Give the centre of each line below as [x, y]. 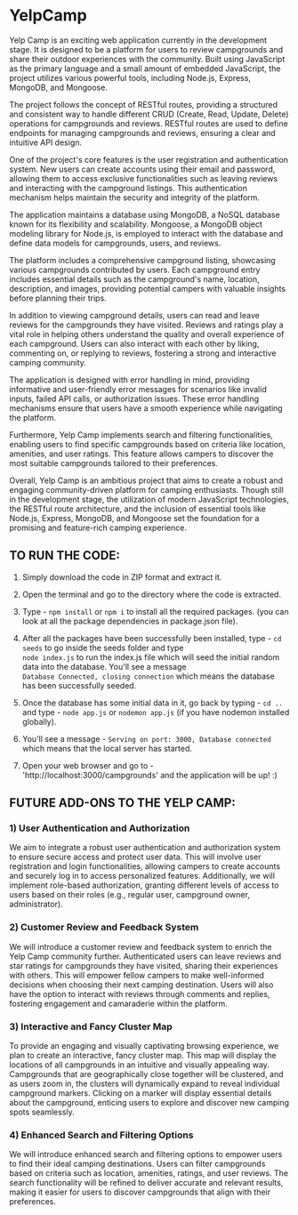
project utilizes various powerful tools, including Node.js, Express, [130, 77]
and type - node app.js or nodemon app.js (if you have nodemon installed [156, 712]
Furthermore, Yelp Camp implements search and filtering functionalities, [141, 435]
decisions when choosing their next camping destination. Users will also [141, 985]
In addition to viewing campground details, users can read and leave [134, 315]
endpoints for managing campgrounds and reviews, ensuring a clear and [142, 133]
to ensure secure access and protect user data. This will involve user [135, 857]
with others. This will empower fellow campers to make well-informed [137, 975]
